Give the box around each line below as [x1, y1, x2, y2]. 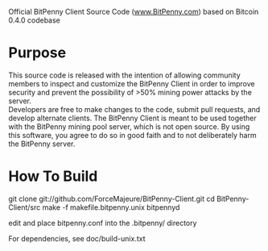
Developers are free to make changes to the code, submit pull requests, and [8, 104, 261, 114]
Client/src [8, 202, 41, 212]
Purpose [8, 44, 67, 62]
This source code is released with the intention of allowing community [8, 70, 241, 80]
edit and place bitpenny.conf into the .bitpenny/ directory [8, 218, 197, 228]
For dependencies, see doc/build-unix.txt [8, 233, 146, 243]
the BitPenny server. [8, 139, 76, 149]
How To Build [8, 167, 98, 186]
